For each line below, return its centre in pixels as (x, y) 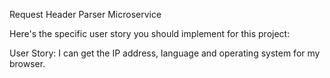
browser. (27, 63)
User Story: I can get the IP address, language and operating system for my (165, 53)
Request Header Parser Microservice (85, 14)
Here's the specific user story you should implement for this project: (150, 33)
